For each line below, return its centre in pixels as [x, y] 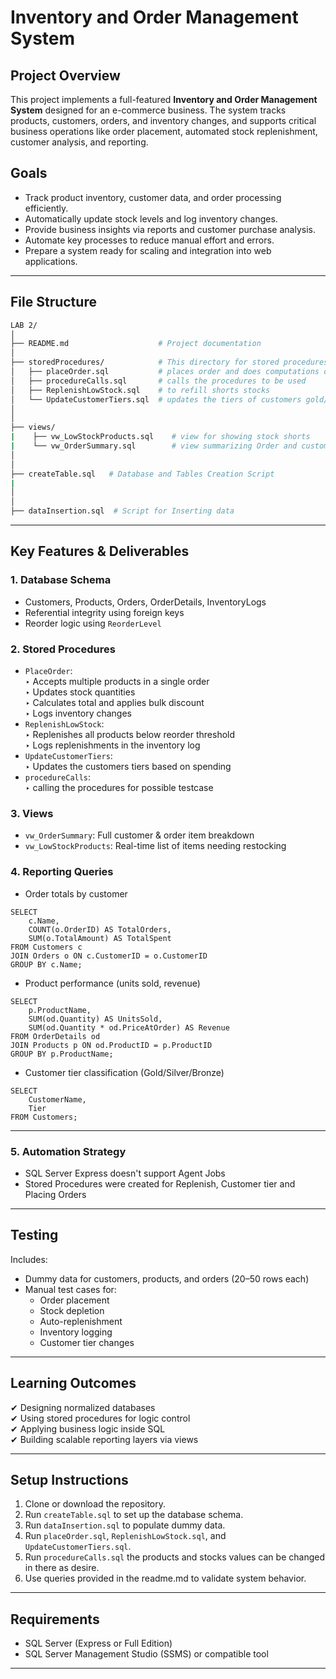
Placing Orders [55, 1194]
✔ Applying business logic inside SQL [88, 1428]
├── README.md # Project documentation [136, 344]
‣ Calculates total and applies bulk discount [114, 702]
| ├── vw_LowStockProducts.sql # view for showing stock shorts [160, 437]
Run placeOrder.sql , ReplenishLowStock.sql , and [125, 1536]
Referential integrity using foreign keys [104, 612]
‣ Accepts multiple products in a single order [117, 681]
